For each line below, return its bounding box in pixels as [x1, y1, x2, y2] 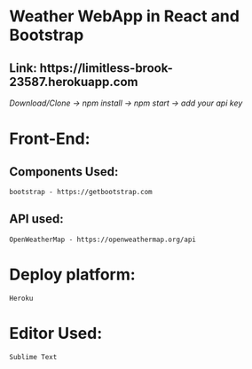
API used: [9, 211, 64, 227]
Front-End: [9, 129, 91, 149]
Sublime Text [9, 352, 58, 361]
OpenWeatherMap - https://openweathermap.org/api [9, 235, 197, 244]
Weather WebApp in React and [9, 6, 240, 27]
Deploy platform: [9, 264, 136, 285]
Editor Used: [9, 323, 103, 343]
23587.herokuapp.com [9, 74, 138, 90]
